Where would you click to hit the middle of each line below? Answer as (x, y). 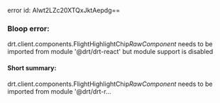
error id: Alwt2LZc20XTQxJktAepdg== (64, 10)
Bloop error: (28, 28)
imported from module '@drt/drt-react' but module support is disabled (110, 52)
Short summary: (32, 67)
